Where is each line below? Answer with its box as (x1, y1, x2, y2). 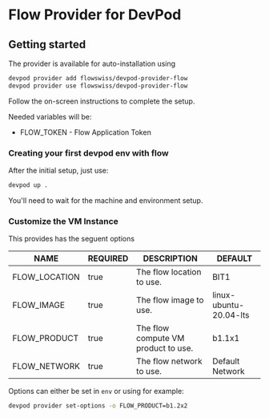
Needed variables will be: (8, 112, 92, 121)
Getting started (8, 38, 86, 51)
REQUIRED (87, 253, 129, 264)
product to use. (135, 343, 194, 354)
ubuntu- (211, 299, 244, 310)
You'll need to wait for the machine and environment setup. (8, 195, 203, 205)
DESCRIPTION (143, 253, 198, 264)
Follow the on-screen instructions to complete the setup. (8, 96, 195, 106)
